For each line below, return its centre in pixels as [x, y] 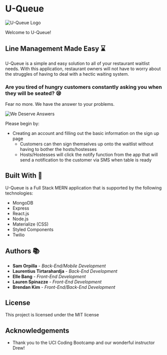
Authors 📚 [22, 251]
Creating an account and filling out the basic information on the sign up [85, 133]
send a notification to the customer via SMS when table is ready [86, 160]
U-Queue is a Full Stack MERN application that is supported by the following [83, 188]
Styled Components [33, 229]
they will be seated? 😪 [33, 93]
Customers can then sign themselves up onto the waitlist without [86, 144]
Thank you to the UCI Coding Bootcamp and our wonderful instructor [83, 343]
